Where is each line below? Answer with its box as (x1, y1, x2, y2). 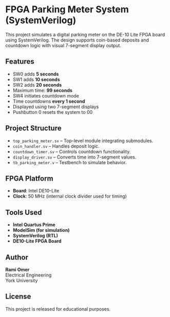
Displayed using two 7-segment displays (12, 104, 99, 110)
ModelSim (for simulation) (12, 227, 70, 233)
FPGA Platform (5, 174, 53, 183)
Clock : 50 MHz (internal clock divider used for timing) (12, 193, 127, 200)
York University (5, 278, 38, 283)
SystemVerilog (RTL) (12, 232, 58, 239)
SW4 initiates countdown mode (12, 92, 80, 98)
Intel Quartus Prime (12, 222, 55, 228)
